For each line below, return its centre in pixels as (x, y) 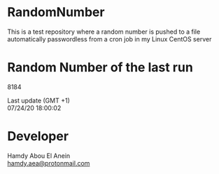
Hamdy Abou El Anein (39, 156)
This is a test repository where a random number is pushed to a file (104, 32)
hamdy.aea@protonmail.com (49, 163)
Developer (38, 136)
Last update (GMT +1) (38, 100)
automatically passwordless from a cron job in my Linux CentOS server (109, 39)
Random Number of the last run (100, 68)
